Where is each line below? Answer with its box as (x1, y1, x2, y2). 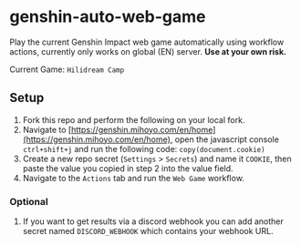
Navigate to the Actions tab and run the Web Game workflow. (22, 172, 244, 183)
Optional (9, 195, 48, 208)
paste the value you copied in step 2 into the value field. (22, 162, 234, 174)
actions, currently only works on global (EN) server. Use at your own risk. (9, 46, 287, 56)
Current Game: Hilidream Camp (9, 64, 125, 75)
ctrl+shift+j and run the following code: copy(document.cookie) (22, 143, 266, 154)
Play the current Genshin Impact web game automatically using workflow (9, 36, 285, 47)
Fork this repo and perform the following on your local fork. (22, 114, 245, 125)
